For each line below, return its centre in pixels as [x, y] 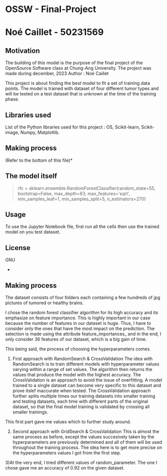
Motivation [23, 50]
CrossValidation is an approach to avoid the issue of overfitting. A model [87, 380]
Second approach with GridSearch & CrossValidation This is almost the [86, 432]
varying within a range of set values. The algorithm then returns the [82, 370]
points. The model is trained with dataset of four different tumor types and [82, 88]
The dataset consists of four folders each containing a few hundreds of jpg [83, 298]
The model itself [31, 176]
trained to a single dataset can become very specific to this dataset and [87, 386]
